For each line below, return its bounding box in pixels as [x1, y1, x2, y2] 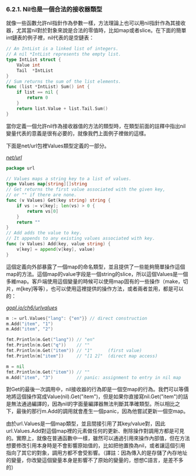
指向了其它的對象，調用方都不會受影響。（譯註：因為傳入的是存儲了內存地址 [6, 449, 188, 457]
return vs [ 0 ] [27, 208, 59, 214]
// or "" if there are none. [6, 192, 77, 198]
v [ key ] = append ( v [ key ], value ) [16, 246, 95, 252]
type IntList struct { [6, 57, 61, 63]
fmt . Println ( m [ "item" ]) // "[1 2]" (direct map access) [6, 353, 158, 359]
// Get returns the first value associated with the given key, [6, 187, 166, 192]
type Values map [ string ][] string [6, 181, 87, 187]
